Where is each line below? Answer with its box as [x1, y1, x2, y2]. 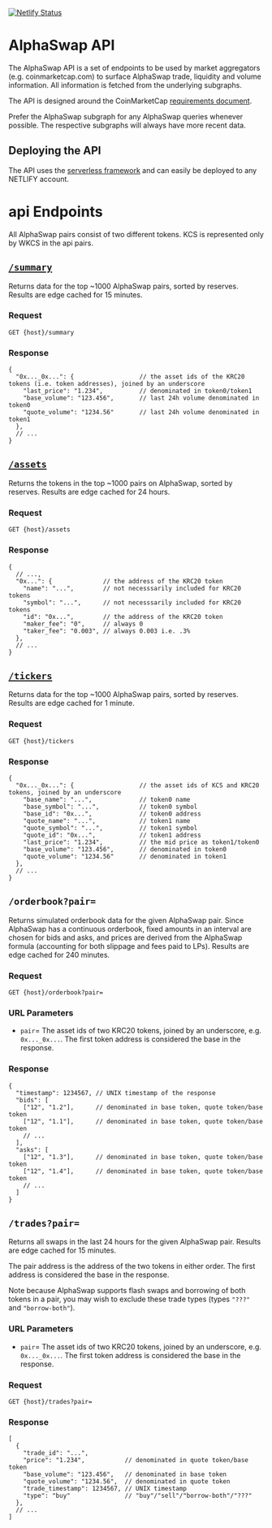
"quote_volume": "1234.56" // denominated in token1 [23, 852, 227, 860]
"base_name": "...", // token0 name [23, 795, 191, 803]
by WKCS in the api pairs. [8, 238, 93, 248]
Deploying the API [8, 144, 101, 158]
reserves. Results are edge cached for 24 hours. [8, 487, 171, 496]
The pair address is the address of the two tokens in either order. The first [8, 1262, 256, 1271]
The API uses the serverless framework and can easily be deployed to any [8, 165, 257, 175]
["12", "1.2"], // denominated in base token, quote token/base [23, 1103, 264, 1111]
